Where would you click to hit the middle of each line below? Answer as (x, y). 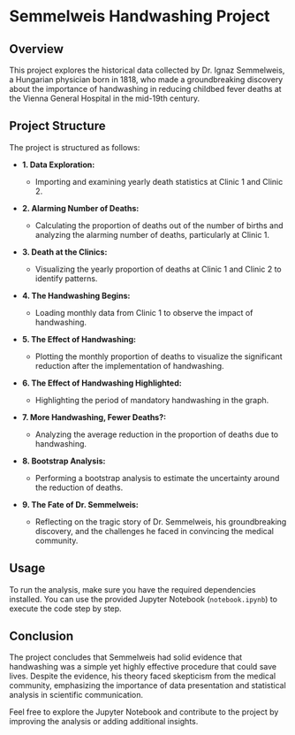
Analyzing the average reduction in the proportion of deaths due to (157, 434)
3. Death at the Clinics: (64, 252)
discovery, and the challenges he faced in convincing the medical (154, 531)
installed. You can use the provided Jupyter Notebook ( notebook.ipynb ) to (144, 599)
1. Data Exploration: (58, 165)
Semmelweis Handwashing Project (140, 16)
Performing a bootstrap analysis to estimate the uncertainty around (157, 478)
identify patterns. (66, 278)
